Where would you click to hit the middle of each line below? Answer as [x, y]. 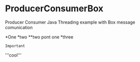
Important [15, 46]
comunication [19, 27]
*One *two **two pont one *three [39, 37]
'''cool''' [14, 55]
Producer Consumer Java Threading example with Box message [70, 22]
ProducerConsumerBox [54, 9]
